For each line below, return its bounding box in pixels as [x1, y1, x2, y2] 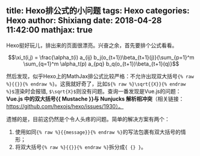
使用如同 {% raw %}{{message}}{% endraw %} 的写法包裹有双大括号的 [14, 128, 181, 136]
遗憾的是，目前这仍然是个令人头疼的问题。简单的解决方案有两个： [6, 115, 170, 122]
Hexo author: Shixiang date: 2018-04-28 [6, 16, 162, 26]
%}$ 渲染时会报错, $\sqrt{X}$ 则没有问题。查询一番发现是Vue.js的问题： [6, 87, 181, 95]
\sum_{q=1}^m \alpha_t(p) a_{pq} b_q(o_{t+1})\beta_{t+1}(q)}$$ [23, 60, 180, 67]
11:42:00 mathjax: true [6, 25, 93, 35]
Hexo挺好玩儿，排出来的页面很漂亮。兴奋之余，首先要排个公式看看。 [6, 42, 178, 49]
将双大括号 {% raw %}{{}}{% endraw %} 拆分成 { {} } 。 [14, 143, 146, 151]
